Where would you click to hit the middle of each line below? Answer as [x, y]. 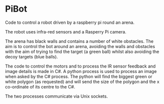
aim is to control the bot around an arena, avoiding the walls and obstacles [80, 46]
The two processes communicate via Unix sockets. [57, 96]
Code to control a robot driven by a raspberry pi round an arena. [70, 22]
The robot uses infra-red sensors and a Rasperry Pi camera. [66, 32]
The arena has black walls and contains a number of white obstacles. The [79, 41]
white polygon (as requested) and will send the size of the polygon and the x [82, 82]
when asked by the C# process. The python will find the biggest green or [79, 76]
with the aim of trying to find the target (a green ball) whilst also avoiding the [82, 52]
